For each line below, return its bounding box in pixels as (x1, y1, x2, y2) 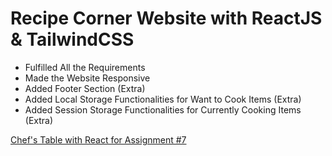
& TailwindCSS (10, 28, 135, 51)
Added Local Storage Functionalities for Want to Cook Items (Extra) (24, 93, 302, 105)
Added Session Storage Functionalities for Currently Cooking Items (24, 103, 302, 116)
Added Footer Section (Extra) (24, 82, 146, 94)
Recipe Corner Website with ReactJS (10, 7, 323, 30)
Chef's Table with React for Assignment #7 (10, 133, 187, 146)
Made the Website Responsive (24, 72, 151, 84)
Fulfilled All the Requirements (24, 61, 146, 73)
